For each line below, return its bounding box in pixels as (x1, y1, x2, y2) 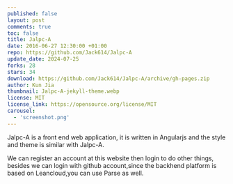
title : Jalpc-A (7, 36, 51, 43)
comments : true (7, 23, 51, 30)
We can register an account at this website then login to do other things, (7, 154, 214, 162)
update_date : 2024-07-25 (7, 56, 79, 63)
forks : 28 (7, 62, 36, 69)
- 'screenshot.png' (13, 114, 70, 121)
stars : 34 (7, 68, 36, 75)
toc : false (7, 29, 39, 37)
